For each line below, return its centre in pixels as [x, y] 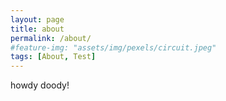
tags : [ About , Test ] [53, 57]
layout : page [37, 19]
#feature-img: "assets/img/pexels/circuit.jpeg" [113, 47]
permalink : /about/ [51, 38]
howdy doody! [40, 85]
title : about [37, 29]
